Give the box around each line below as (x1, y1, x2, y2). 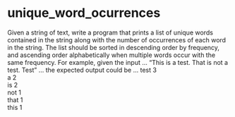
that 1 (7, 95, 23, 104)
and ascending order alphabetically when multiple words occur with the (7, 51, 216, 59)
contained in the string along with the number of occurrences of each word (7, 35, 227, 44)
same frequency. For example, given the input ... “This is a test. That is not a (7, 58, 228, 66)
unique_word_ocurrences (7, 5, 161, 21)
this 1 (7, 103, 23, 111)
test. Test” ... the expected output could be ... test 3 (7, 66, 157, 74)
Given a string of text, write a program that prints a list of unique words (7, 28, 214, 37)
